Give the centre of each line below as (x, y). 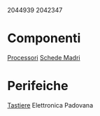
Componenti (44, 38)
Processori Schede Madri (44, 57)
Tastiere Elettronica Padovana (50, 105)
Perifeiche (38, 86)
